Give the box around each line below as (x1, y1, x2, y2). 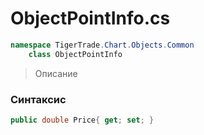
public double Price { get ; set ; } (10, 115, 155, 125)
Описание (34, 67, 78, 79)
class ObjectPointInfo (28, 49, 123, 59)
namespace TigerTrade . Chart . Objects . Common (10, 40, 195, 50)
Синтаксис (10, 92, 67, 106)
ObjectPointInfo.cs (10, 7, 171, 30)
